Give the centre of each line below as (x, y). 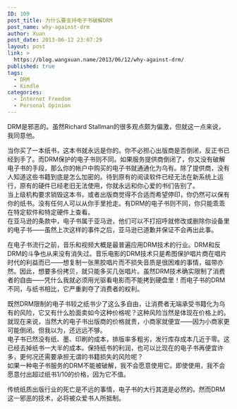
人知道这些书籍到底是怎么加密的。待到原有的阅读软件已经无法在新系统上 (112, 176)
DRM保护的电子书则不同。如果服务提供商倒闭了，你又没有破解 (135, 159)
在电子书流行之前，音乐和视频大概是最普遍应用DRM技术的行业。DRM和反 (114, 245)
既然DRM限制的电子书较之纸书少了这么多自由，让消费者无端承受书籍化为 (113, 303)
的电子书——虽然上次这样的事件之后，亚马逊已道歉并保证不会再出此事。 (112, 229)
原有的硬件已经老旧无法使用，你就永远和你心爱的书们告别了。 (109, 185)
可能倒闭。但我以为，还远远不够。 (57, 330)
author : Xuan (26, 33)
